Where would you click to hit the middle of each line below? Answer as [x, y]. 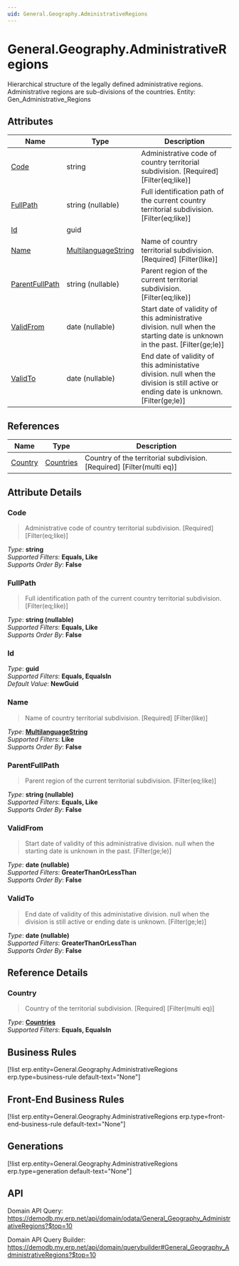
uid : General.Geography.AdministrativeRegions [78, 14]
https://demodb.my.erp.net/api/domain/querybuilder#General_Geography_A [118, 1247]
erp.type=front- [202, 1116]
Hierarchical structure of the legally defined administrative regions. [105, 84]
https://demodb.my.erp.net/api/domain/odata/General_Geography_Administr [119, 1218]
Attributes [30, 121]
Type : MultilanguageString [48, 732]
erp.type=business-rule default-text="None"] [74, 1077]
